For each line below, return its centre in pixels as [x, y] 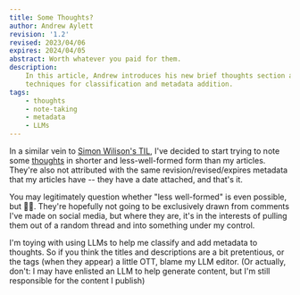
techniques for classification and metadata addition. [129, 84]
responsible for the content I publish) [77, 281]
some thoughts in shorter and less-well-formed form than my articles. [137, 160]
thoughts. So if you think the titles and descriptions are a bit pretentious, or [147, 252]
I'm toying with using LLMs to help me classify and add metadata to [133, 243]
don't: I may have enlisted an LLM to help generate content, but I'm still [140, 271]
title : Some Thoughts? [51, 17]
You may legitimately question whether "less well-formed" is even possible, [148, 197]
